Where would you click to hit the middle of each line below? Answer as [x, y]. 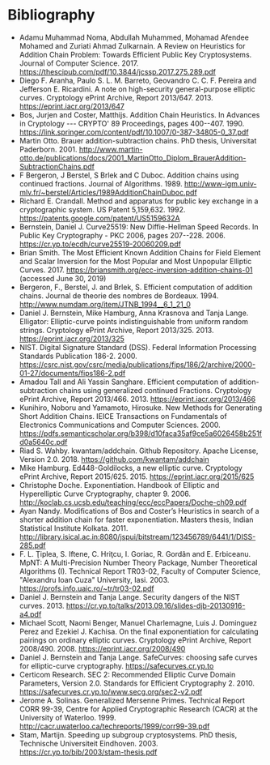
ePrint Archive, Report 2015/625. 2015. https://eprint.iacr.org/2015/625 [137, 477]
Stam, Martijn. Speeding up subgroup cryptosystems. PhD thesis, [128, 734]
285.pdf [32, 545]
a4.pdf [30, 614]
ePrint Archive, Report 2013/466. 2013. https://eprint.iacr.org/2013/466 [137, 399]
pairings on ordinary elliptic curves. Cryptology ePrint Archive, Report [135, 640]
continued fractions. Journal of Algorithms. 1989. [101, 183]
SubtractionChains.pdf [57, 166]
